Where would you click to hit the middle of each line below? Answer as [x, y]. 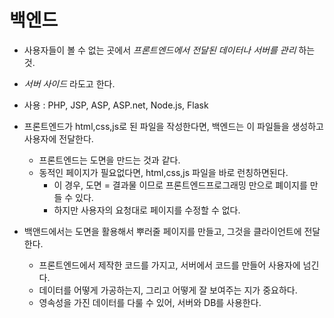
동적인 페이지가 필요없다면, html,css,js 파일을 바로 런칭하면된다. [163, 172]
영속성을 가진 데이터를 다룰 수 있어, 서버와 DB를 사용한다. [150, 302]
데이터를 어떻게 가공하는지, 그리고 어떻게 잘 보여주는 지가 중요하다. [168, 290]
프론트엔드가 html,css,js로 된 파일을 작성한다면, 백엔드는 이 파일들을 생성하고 [173, 126]
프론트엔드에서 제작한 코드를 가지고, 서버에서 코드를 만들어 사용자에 [169, 265]
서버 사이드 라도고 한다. [69, 83]
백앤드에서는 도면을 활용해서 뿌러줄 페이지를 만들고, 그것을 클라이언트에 [162, 231]
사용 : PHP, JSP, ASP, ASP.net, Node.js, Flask [116, 105]
